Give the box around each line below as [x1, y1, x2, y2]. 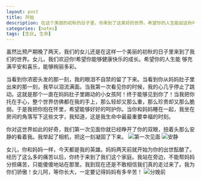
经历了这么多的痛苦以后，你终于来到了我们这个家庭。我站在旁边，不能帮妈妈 [6, 154, 195, 161]
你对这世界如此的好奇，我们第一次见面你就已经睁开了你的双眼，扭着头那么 [6, 126, 190, 133]
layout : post [6, 8, 39, 15]
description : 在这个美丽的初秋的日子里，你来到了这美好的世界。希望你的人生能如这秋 [6, 20, 193, 26]
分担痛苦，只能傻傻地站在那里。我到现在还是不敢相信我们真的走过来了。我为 [6, 161, 195, 168]
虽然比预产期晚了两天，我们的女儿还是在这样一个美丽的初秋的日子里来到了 [6, 48, 190, 56]
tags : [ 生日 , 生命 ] [6, 31, 51, 37]
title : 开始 [6, 14, 34, 20]
